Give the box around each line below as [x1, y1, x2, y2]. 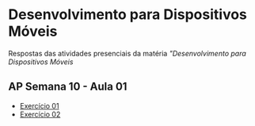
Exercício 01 [19, 101, 59, 110]
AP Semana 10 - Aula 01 [8, 80, 127, 94]
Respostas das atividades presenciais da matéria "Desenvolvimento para [8, 48, 247, 58]
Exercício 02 [19, 109, 61, 119]
